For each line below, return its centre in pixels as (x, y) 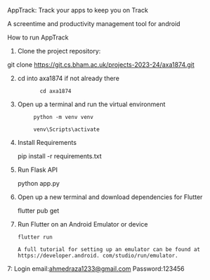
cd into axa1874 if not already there (68, 78)
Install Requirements (47, 142)
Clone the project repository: (59, 51)
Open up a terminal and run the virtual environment (91, 104)
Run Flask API (38, 170)
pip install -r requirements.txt (59, 156)
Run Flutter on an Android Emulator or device (83, 224)
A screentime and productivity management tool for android (94, 24)
